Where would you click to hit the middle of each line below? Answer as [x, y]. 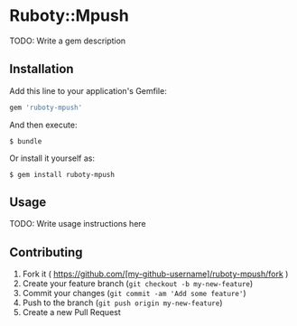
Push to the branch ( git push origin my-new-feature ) [122, 303]
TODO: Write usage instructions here [78, 224]
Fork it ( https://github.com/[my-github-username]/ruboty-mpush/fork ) [155, 274]
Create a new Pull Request [72, 312]
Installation [42, 69]
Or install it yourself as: [52, 158]
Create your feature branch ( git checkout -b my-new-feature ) [138, 284]
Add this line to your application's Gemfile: [88, 90]
